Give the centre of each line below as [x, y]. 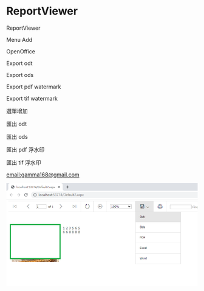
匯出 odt [17, 124]
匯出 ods [17, 136]
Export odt [19, 63]
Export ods [20, 75]
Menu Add [19, 39]
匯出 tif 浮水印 [24, 162]
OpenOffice [21, 51]
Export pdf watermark [34, 87]
